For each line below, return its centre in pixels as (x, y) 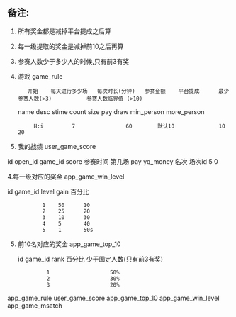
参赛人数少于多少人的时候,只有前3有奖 (73, 61)
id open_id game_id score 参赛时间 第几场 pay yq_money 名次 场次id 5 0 (113, 161)
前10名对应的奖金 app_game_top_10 (69, 244)
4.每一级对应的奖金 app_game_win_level (66, 177)
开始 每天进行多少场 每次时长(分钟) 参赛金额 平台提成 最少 (128, 91)
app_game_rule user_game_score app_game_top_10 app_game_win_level (113, 298)
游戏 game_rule (40, 76)
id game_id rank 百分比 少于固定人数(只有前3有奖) (90, 259)
